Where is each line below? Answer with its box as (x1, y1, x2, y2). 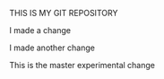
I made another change (9, 42, 96, 53)
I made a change (9, 25, 72, 35)
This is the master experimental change (9, 60, 155, 70)
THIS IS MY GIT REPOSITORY (9, 8, 118, 18)
